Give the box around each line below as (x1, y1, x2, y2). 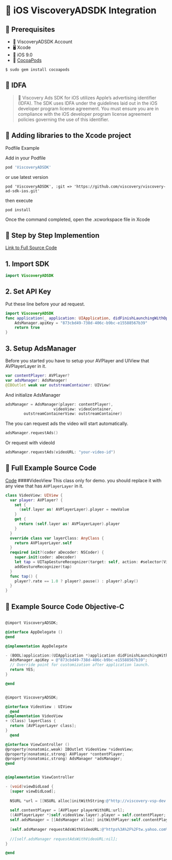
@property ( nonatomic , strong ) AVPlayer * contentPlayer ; (5, 751, 125, 756)
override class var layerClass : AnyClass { (10, 536, 104, 541)
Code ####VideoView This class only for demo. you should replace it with (5, 477, 162, 483)
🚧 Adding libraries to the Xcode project (5, 131, 132, 140)
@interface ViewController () (5, 742, 70, 747)
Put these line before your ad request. (5, 301, 85, 307)
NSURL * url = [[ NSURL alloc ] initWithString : (10, 798, 106, 804)
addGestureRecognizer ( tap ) (14, 564, 72, 569)
